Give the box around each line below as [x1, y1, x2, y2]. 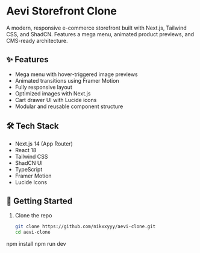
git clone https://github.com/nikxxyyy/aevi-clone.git [14, 223, 156, 230]
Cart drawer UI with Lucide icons [14, 96, 97, 103]
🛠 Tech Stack [6, 121, 59, 131]
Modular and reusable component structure [14, 103, 123, 110]
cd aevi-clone [14, 229, 51, 235]
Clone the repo [14, 212, 52, 219]
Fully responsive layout [14, 83, 72, 91]
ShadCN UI [14, 159, 43, 167]
